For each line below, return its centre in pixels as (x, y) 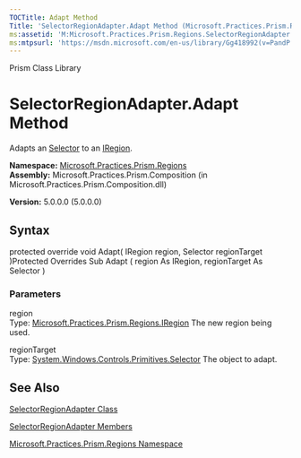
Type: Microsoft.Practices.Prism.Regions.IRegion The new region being (141, 323)
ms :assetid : (31, 34)
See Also (34, 388)
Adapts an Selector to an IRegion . (71, 148)
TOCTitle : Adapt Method (54, 17)
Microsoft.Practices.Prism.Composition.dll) (88, 185)
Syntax (30, 230)
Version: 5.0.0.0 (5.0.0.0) (56, 202)
